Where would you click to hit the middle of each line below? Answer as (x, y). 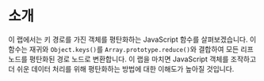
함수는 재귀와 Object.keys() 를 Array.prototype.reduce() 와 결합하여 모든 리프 (131, 49)
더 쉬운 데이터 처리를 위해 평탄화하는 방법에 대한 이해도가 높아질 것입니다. (121, 68)
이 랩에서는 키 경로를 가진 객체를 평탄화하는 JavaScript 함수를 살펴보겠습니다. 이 (132, 39)
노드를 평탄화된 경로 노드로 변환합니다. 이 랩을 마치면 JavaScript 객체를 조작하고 (132, 59)
